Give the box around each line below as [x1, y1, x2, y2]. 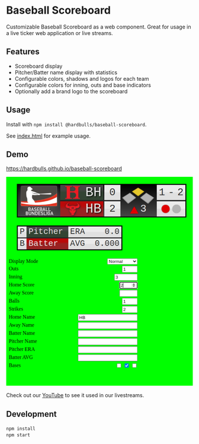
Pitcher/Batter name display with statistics [14, 69, 117, 76]
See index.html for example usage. [6, 132, 91, 139]
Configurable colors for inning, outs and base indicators [14, 81, 151, 88]
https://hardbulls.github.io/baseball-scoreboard [6, 165, 123, 172]
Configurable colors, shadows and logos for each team [14, 75, 149, 82]
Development [6, 409, 57, 419]
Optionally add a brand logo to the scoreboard [14, 87, 128, 95]
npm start [6, 432, 31, 438]
